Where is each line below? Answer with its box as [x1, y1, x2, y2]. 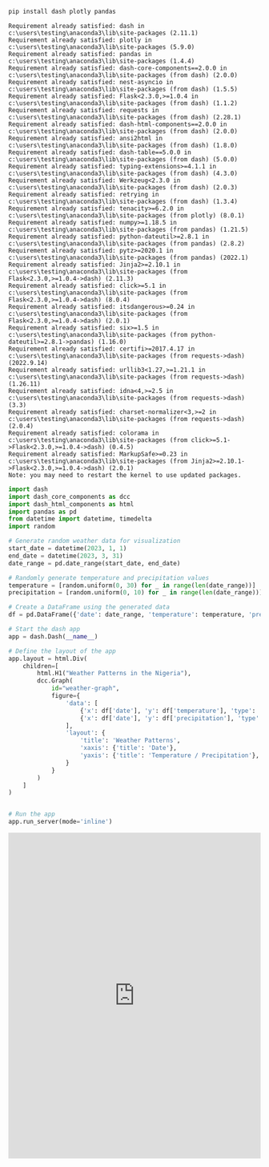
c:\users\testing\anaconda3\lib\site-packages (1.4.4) [8, 57, 195, 65]
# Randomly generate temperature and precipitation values [8, 573, 210, 581]
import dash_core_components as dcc [8, 492, 130, 500]
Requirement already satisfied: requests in [8, 106, 159, 114]
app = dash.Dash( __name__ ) [8, 632, 98, 641]
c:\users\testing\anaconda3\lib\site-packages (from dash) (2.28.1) [8, 113, 242, 121]
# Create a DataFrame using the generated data [8, 603, 171, 611]
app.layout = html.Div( [8, 654, 88, 663]
